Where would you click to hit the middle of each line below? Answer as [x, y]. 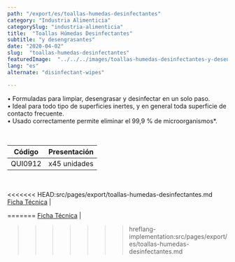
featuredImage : [29, 60]
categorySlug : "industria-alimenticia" [65, 27]
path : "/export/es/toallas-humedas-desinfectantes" [84, 14]
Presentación [71, 151]
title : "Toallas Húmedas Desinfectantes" [70, 33]
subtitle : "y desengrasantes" [51, 40]
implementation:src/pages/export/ [178, 236]
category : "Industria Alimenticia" [59, 20]
